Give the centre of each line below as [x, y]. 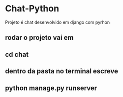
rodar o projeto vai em [39, 38]
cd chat [17, 54]
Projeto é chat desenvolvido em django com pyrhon [57, 22]
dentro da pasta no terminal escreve [62, 71]
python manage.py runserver [51, 88]
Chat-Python [32, 9]
